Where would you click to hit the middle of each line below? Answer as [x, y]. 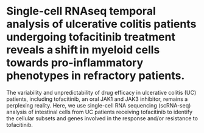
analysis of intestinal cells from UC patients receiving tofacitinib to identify [100, 112]
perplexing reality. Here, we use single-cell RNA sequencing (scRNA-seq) [99, 105]
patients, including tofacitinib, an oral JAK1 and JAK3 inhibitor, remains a [97, 99]
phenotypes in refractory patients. [96, 76]
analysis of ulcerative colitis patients [101, 24]
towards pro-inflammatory [75, 63]
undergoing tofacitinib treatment [91, 37]
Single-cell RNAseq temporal [81, 11]
